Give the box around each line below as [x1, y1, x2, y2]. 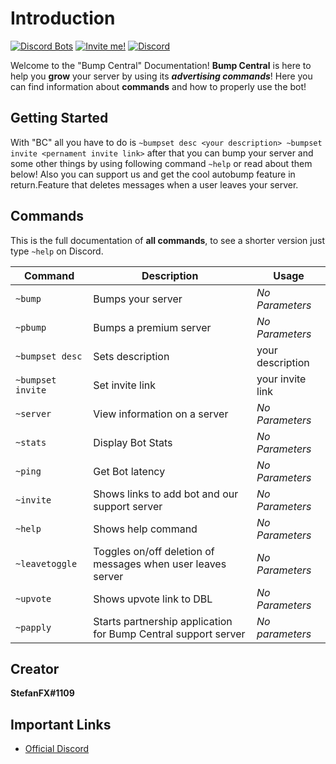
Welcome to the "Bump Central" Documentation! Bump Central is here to [10, 59, 312, 71]
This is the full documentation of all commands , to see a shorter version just [10, 234, 325, 246]
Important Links [10, 716, 112, 733]
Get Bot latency [93, 464, 166, 478]
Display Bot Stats [93, 435, 173, 449]
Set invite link [93, 378, 157, 392]
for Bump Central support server [93, 627, 246, 641]
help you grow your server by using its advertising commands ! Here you [10, 70, 313, 82]
